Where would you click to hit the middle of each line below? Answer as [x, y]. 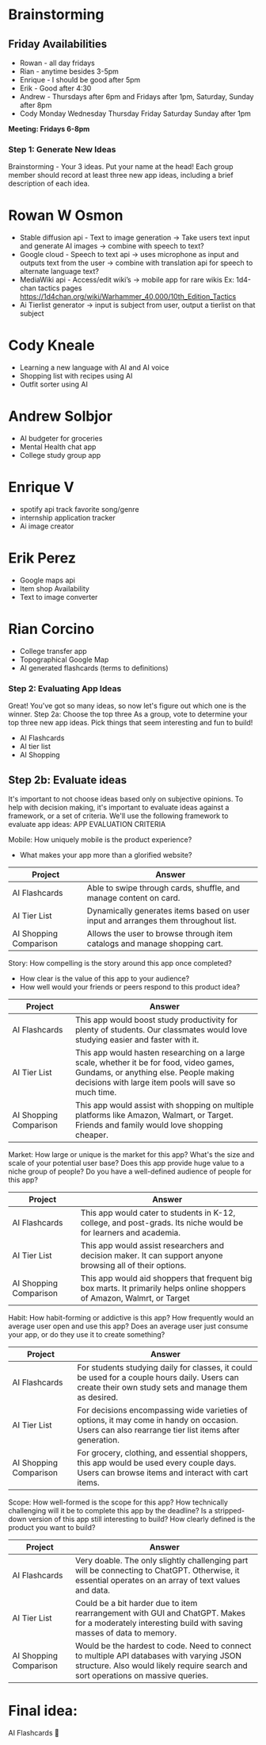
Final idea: [43, 1711]
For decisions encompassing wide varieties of [162, 1410]
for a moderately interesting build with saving [159, 1623]
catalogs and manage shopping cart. [155, 944]
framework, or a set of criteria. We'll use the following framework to [118, 816]
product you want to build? [52, 1528]
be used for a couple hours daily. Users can [158, 1378]
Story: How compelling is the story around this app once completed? [120, 963]
